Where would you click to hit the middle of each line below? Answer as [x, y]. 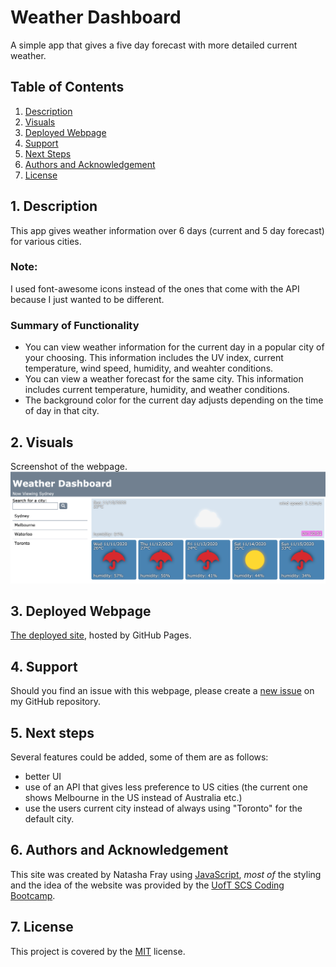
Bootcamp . [33, 895]
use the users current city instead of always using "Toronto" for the [163, 808]
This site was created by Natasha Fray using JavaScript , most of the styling [166, 874]
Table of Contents [67, 87]
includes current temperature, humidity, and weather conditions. [157, 390]
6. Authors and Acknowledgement [119, 850]
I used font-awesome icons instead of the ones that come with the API [155, 288]
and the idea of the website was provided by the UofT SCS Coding [147, 885]
